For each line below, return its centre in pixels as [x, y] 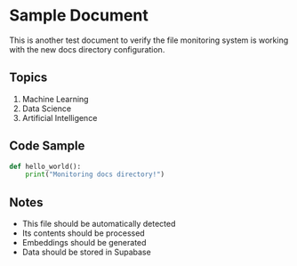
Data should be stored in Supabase [86, 252]
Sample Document [79, 16]
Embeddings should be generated [84, 243]
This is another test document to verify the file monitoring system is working [149, 40]
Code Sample [47, 146]
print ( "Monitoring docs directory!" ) [95, 174]
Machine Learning [55, 99]
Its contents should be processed [83, 233]
